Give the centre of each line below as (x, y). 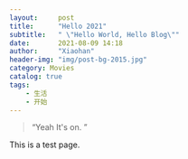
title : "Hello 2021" (58, 26)
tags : (19, 85)
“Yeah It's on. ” (59, 127)
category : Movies (42, 69)
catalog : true (36, 77)
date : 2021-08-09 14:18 (66, 43)
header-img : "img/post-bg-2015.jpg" (78, 60)
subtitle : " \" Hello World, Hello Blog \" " (94, 34)
